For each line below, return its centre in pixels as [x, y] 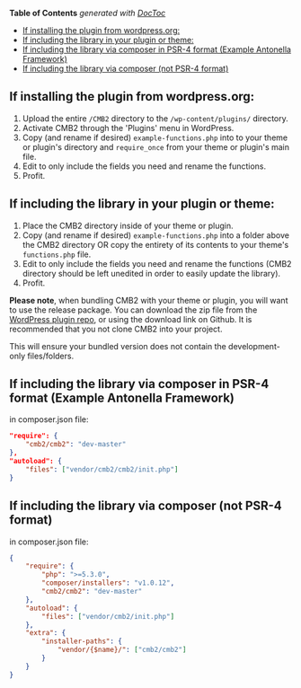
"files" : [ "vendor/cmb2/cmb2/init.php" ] [102, 469]
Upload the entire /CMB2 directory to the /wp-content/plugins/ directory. [155, 118]
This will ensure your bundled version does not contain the [118, 346]
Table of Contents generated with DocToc [88, 13]
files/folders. [50, 356]
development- [254, 346]
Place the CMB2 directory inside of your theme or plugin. [128, 225]
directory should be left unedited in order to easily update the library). [151, 273]
